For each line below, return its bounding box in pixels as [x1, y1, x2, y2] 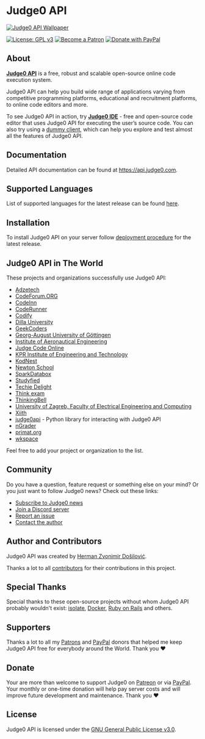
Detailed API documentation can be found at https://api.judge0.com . [6, 166, 178, 173]
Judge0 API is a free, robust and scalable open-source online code [6, 70, 176, 77]
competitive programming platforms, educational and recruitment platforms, [6, 94, 197, 101]
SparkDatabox [15, 370, 52, 377]
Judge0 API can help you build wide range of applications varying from [6, 88, 185, 95]
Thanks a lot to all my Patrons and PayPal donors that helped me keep [6, 638, 182, 646]
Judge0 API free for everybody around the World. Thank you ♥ [6, 645, 166, 652]
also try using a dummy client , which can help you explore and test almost [6, 126, 193, 133]
